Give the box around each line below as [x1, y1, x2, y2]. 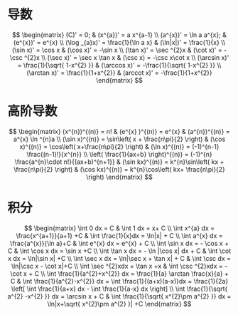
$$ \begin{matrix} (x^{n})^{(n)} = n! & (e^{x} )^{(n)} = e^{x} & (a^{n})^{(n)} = [9, 127, 230, 135]
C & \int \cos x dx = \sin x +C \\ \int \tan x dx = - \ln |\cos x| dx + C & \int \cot [7, 247, 232, 255]
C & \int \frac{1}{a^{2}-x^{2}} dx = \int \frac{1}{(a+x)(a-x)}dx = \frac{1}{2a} [10, 277, 229, 285]
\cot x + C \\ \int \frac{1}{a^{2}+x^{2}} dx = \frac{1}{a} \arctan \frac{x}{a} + [10, 269, 229, 278]
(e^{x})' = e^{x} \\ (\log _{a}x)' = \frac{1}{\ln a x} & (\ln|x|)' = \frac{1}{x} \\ [13, 38, 226, 46]
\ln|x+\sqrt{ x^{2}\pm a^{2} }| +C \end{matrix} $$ [47, 299, 192, 308]
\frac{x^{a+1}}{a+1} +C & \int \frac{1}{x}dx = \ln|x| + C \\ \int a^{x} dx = [16, 231, 223, 239]
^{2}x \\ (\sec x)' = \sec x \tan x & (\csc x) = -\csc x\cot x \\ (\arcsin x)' [23, 53, 229, 61]
